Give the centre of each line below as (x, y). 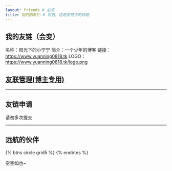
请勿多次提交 (19, 117)
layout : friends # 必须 (30, 10)
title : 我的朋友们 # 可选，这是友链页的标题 (47, 15)
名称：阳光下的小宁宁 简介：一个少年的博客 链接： (58, 50)
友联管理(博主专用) (35, 79)
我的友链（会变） (32, 36)
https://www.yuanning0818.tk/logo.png (47, 62)
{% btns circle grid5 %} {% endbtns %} (47, 152)
